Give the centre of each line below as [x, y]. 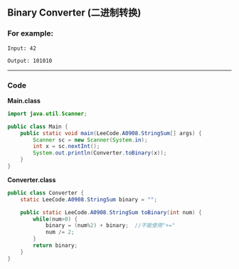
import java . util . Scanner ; [47, 114]
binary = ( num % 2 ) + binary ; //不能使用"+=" [110, 226]
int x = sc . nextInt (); [67, 147]
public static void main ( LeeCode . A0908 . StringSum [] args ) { [111, 133]
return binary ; [55, 246]
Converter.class [32, 179]
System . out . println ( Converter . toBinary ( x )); [100, 153]
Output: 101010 [30, 60]
